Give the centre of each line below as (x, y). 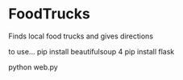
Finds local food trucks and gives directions (81, 36)
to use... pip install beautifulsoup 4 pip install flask (91, 51)
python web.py (33, 67)
